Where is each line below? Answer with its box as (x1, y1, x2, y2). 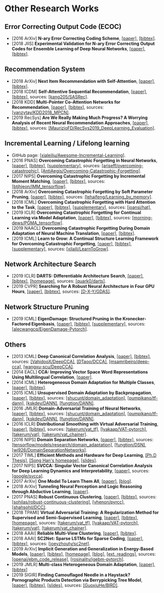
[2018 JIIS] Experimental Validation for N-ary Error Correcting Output (11, 41, 155, 47)
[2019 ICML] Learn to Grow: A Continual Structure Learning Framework (11, 236, 159, 241)
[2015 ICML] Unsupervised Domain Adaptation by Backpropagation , (11, 390, 153, 396)
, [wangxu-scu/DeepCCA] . (21, 364, 74, 370)
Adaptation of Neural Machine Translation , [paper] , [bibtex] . (11, 230, 136, 236)
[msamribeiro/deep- (109, 358, 150, 365)
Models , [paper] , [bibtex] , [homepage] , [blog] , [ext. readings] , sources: (11, 551, 156, 557)
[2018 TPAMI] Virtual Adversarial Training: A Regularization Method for (11, 510, 159, 516)
